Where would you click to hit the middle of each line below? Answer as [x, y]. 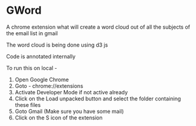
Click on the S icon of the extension [59, 118]
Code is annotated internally [41, 56]
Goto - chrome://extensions [49, 86]
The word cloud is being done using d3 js [57, 45]
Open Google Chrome [42, 79]
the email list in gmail [32, 33]
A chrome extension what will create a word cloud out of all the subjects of [98, 27]
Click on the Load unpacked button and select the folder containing [98, 99]
